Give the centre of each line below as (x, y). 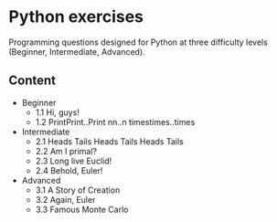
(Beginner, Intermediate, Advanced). (77, 51)
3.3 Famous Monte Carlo (82, 209)
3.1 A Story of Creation (78, 190)
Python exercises (76, 17)
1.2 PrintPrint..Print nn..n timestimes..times (115, 122)
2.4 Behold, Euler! (69, 170)
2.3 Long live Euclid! (74, 161)
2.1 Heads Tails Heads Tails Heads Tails (109, 141)
